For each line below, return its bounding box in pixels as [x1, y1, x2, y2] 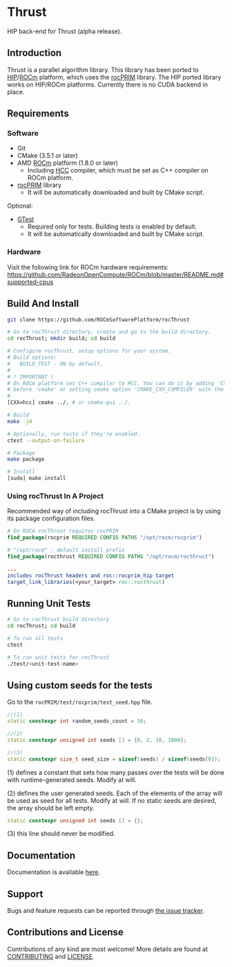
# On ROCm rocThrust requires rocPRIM [7, 528, 119, 535]
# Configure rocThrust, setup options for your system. [7, 348, 171, 355]
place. [7, 87, 26, 96]
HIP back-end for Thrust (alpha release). [7, 27, 122, 35]
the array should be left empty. [7, 804, 95, 812]
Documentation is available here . [7, 868, 100, 876]
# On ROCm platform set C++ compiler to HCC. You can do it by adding [7, 380, 215, 387]
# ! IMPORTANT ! [7, 373, 54, 380]
